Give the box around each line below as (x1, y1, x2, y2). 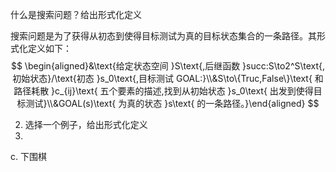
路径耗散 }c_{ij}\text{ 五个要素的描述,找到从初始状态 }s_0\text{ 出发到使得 (13, 85, 314, 97)
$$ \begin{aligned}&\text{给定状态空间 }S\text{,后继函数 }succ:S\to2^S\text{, (10, 60, 326, 72)
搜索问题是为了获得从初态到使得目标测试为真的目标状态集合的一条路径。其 (10, 30, 317, 42)
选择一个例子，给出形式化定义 (24, 119, 148, 130)
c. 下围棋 (10, 151, 47, 162)
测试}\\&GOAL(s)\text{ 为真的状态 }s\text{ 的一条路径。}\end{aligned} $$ (25, 98, 320, 109)
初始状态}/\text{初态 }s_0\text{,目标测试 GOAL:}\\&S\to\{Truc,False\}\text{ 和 (12, 73, 324, 84)
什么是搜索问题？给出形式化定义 (10, 9, 142, 20)
